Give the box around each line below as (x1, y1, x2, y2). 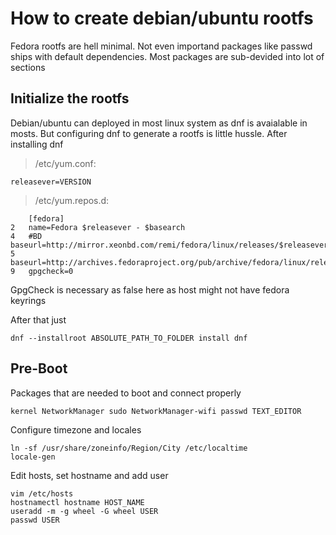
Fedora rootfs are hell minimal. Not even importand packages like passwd (10, 40, 313, 52)
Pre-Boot (10, 360, 68, 377)
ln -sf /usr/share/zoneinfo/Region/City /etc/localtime (10, 443, 248, 453)
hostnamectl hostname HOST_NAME (10, 497, 145, 507)
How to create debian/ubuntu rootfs (10, 7, 314, 30)
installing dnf (10, 138, 64, 150)
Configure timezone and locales (10, 423, 142, 436)
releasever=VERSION (10, 177, 92, 187)
